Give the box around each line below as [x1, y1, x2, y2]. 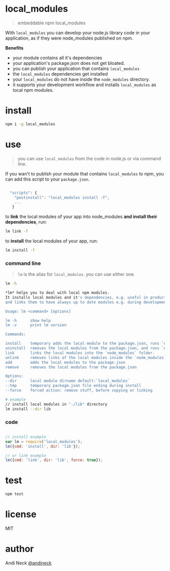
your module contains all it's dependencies [12, 54, 103, 61]
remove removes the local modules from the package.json [5, 365, 137, 370]
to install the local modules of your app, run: [5, 238, 98, 244]
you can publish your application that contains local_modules [12, 65, 140, 72]
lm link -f [5, 229, 28, 234]
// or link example [5, 453, 47, 458]
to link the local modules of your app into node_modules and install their [5, 213, 157, 220]
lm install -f [5, 248, 35, 253]
